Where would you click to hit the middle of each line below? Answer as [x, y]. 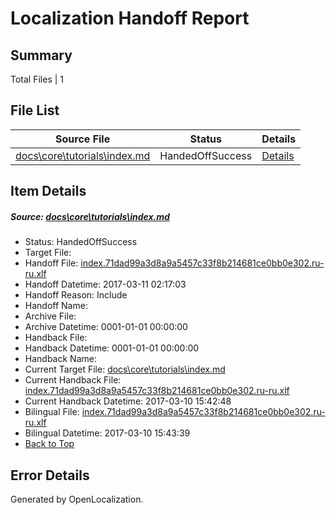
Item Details [48, 191]
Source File [83, 139]
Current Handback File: [73, 380]
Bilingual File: [52, 412]
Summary [41, 55]
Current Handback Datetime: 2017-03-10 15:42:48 [128, 401]
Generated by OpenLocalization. [77, 499]
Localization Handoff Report [130, 18]
